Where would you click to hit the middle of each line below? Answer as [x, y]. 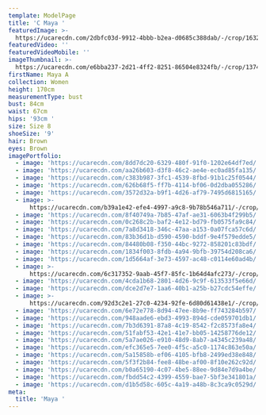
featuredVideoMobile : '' [49, 52]
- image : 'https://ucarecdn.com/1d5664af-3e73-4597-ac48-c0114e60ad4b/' [138, 259]
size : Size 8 [30, 126]
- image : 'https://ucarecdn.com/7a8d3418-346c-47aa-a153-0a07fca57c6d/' [138, 230]
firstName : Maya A [38, 75]
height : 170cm [32, 89]
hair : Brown [28, 141]
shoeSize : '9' [32, 133]
